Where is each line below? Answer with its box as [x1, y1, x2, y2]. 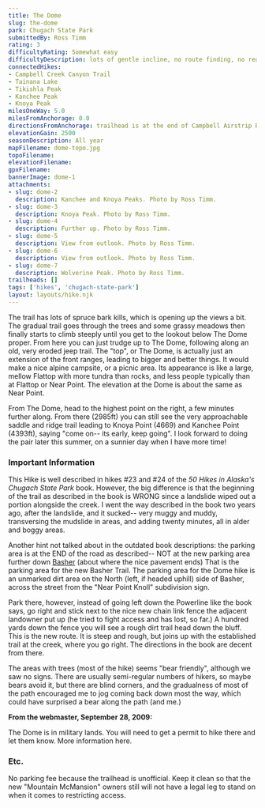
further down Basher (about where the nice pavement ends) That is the [8, 557, 240, 567]
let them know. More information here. [8, 736, 132, 746]
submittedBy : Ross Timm [8, 33, 87, 42]
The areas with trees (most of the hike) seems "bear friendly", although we [8, 663, 251, 673]
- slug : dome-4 [8, 217, 58, 225]
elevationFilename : [8, 159, 73, 167]
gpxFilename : [8, 166, 51, 174]
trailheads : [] [8, 276, 58, 285]
